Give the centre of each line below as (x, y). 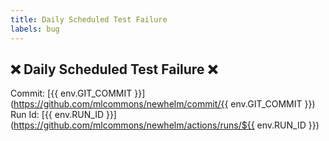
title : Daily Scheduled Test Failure (89, 19)
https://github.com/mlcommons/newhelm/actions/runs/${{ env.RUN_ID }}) (166, 125)
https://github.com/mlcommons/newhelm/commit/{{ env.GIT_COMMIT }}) (164, 104)
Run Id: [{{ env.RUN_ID (57, 115)
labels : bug (35, 29)
